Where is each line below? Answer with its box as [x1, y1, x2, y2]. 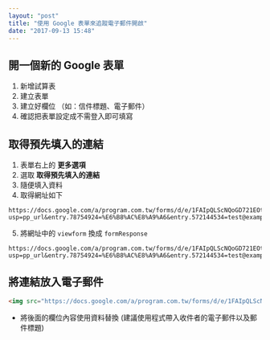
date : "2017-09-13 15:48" [8, 27, 95, 35]
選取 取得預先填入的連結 [19, 170, 100, 179]
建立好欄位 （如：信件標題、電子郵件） [19, 101, 149, 111]
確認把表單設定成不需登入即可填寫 [19, 112, 133, 121]
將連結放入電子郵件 [8, 275, 104, 289]
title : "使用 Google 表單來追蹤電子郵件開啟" [8, 19, 148, 27]
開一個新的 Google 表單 [8, 58, 125, 72]
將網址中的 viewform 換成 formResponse [19, 228, 148, 238]
